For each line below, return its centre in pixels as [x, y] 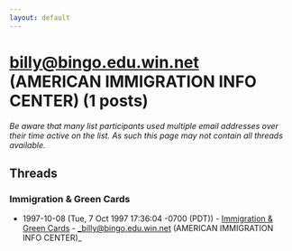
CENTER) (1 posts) [79, 101]
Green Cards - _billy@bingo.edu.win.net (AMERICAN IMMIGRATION [148, 228]
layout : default [40, 18]
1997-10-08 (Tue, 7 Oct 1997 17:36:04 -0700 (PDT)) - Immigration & [147, 218]
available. [28, 144]
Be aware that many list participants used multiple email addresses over [144, 125]
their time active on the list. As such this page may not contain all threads [146, 135]
